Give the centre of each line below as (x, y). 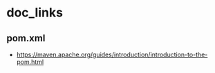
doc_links (35, 13)
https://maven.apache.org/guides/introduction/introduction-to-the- (112, 54)
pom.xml (26, 38)
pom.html (30, 62)
